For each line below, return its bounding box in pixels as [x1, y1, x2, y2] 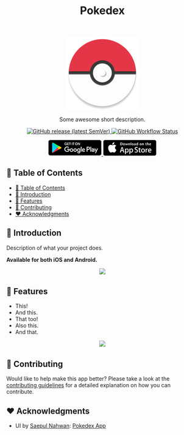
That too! [15, 316, 38, 323]
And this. [15, 309, 38, 316]
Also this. [15, 322, 39, 329]
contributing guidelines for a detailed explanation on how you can [6, 382, 171, 389]
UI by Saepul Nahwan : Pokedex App [15, 422, 107, 429]
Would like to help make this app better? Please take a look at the [6, 375, 170, 382]
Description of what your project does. [6, 244, 104, 251]
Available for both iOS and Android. [6, 256, 97, 263]
